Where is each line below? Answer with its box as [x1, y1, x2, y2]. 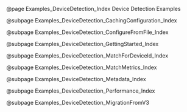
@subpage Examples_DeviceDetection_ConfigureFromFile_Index [6, 28, 169, 36]
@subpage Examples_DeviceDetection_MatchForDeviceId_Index [6, 52, 169, 59]
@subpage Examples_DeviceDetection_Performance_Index [6, 87, 155, 94]
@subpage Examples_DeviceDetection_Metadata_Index [6, 76, 146, 82]
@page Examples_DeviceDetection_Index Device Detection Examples [6, 5, 181, 12]
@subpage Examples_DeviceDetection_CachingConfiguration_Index [6, 17, 177, 24]
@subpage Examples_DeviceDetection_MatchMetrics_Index [6, 64, 157, 71]
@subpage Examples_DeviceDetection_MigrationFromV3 [6, 99, 149, 106]
